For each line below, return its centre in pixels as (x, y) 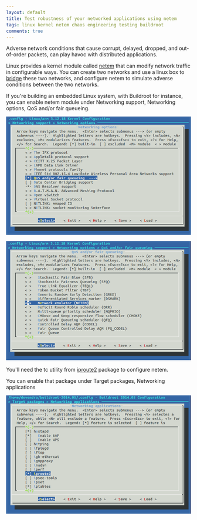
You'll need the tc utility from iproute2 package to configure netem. (87, 369)
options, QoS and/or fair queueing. (48, 108)
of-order (16, 55)
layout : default (26, 12)
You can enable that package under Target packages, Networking (86, 380)
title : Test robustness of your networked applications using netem (91, 18)
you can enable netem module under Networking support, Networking (91, 102)
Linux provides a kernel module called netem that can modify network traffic (98, 66)
